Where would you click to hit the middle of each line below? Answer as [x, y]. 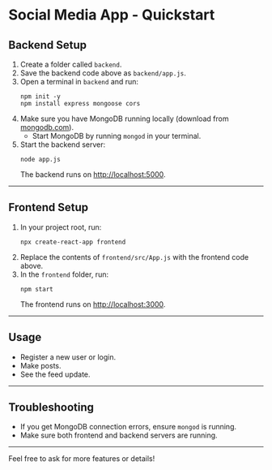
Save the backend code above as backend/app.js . [103, 73]
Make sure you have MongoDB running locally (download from [124, 119]
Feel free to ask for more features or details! [82, 459]
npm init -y [40, 97]
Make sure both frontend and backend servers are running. [119, 435]
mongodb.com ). [47, 127]
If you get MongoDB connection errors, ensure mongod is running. [128, 427]
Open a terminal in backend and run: [79, 82]
